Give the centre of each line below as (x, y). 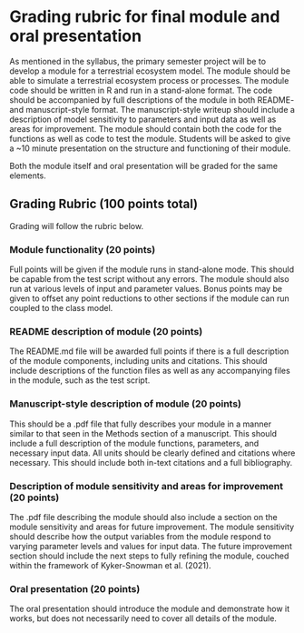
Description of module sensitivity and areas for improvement (147, 486)
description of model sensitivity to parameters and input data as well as (143, 119)
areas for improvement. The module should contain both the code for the (146, 128)
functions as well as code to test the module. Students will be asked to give (150, 138)
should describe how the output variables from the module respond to (140, 536)
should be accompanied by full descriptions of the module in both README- (152, 100)
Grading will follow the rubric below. (76, 226)
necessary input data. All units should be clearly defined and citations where (152, 453)
